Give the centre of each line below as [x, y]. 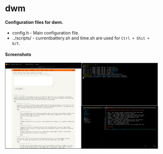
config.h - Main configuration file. [46, 33]
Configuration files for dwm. [34, 22]
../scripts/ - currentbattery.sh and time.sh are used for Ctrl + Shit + [81, 38]
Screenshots [18, 54]
